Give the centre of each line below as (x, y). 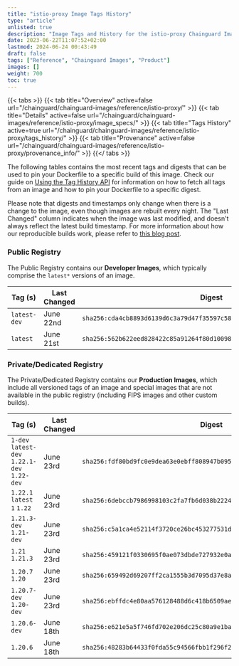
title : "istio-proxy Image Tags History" (70, 14)
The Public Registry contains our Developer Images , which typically (107, 268)
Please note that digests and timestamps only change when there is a (109, 203)
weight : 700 (25, 73)
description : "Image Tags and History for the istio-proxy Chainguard (114, 34)
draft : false (27, 54)
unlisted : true (30, 27)
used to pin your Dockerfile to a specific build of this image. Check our (111, 174)
